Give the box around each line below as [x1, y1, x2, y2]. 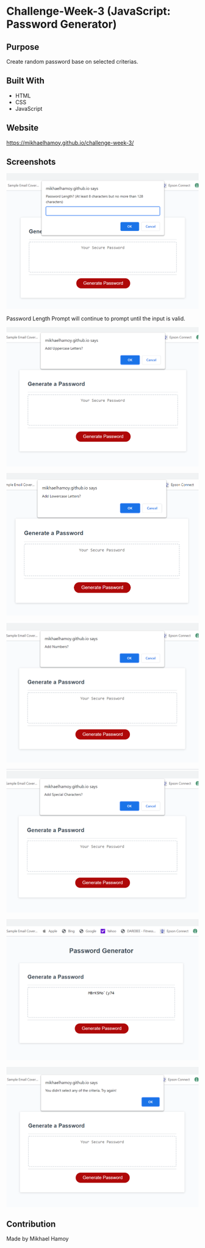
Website [6, 123, 38, 133]
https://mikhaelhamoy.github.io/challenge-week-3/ [6, 139, 134, 146]
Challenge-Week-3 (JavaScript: [6, 4, 171, 18]
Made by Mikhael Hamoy [6, 1235, 69, 1242]
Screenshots [6, 157, 56, 167]
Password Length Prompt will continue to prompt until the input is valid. [6, 314, 185, 322]
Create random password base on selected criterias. [6, 58, 138, 65]
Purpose [6, 42, 40, 52]
